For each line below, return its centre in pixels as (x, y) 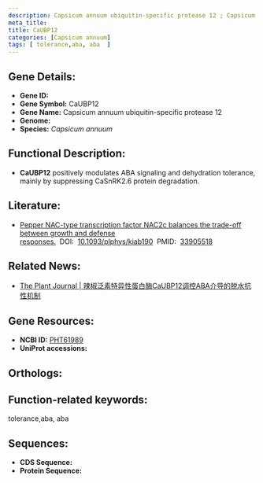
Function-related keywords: (78, 399)
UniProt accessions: (54, 348)
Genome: (35, 120)
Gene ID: (34, 95)
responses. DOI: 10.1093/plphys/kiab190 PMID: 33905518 (116, 241)
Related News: (44, 265)
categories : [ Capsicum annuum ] (59, 37)
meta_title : (28, 23)
